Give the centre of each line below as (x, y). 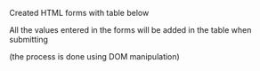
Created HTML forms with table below (79, 13)
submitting (29, 39)
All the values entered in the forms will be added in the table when (130, 30)
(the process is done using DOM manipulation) (94, 56)
